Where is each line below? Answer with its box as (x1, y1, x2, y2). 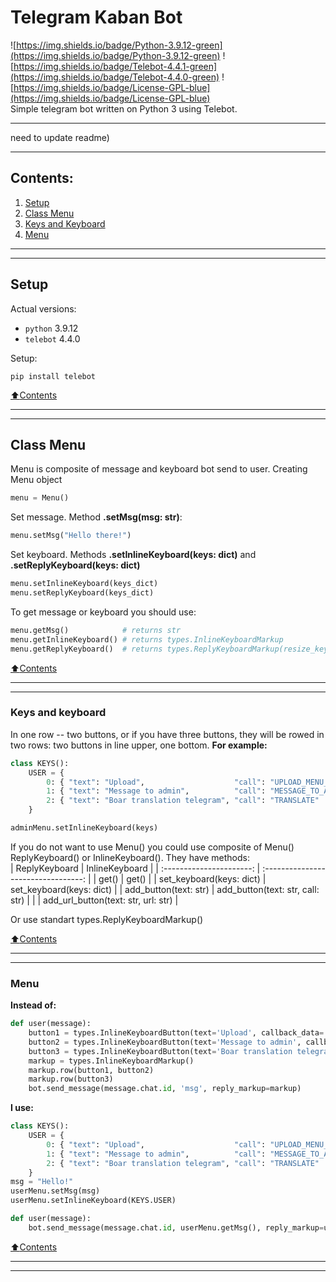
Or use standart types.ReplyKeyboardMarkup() (10, 913, 204, 925)
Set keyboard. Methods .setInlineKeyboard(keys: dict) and (10, 549, 257, 561)
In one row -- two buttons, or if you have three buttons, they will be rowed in (10, 728, 325, 740)
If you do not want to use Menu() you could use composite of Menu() (10, 841, 295, 853)
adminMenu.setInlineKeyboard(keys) (10, 823, 159, 833)
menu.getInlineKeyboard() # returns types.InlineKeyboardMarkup (10, 634, 284, 645)
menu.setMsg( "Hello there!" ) (10, 531, 132, 541)
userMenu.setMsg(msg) (10, 1186, 101, 1196)
